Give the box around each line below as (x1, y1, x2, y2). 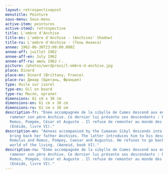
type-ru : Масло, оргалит (5, 91, 57, 96)
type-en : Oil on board (5, 86, 52, 92)
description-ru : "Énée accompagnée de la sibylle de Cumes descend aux (5, 147, 157, 152)
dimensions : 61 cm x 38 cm (5, 96, 61, 101)
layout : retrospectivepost (5, 7, 61, 13)
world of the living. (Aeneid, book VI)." (9, 142, 99, 148)
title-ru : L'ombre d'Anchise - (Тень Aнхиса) (5, 40, 101, 45)
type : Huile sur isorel (5, 82, 55, 87)
